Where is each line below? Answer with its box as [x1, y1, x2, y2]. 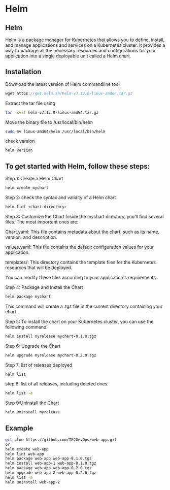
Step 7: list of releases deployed [5, 362, 73, 368]
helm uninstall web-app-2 [5, 479, 60, 485]
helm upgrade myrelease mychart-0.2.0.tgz [5, 352, 96, 358]
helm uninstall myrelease [5, 410, 60, 415]
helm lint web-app [5, 451, 44, 456]
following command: [5, 323, 48, 330]
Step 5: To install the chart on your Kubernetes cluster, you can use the [5, 318, 154, 324]
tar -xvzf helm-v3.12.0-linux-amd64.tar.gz [5, 110, 99, 115]
